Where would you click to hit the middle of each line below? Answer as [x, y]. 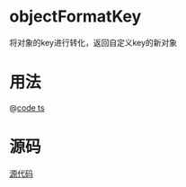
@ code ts [27, 107]
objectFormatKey [75, 17]
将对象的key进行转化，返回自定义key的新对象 [93, 42]
